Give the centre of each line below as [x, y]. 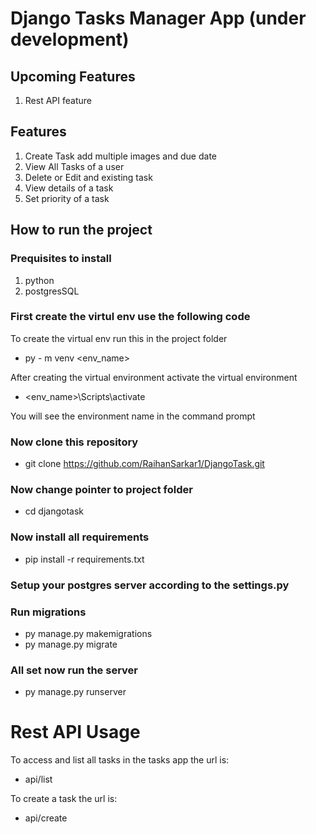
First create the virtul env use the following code [130, 317]
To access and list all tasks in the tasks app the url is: [120, 760]
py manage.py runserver [75, 692]
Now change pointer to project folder [101, 490]
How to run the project [81, 230]
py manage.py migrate [71, 644]
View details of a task [69, 188]
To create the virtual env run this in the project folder [119, 338]
